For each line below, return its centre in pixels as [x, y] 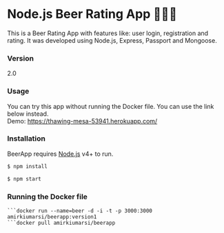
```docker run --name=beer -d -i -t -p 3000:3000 [80, 211]
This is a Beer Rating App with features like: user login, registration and [108, 33]
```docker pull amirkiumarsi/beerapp [61, 223]
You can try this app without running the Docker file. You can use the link [111, 106]
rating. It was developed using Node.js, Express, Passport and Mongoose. [112, 40]
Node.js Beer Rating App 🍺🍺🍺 [92, 14]
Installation [27, 139]
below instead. [28, 114]
